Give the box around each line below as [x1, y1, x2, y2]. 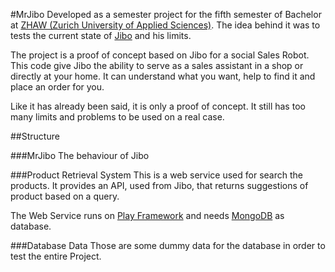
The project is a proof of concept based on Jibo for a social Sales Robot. [10, 49, 310, 61]
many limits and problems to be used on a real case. [10, 111, 225, 123]
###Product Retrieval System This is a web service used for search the [10, 169, 303, 181]
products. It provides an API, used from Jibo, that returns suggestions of [10, 180, 309, 191]
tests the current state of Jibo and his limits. [10, 30, 192, 41]
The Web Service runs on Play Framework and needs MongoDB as [10, 210, 285, 221]
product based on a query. [10, 190, 120, 202]
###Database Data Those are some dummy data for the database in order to [10, 240, 326, 251]
